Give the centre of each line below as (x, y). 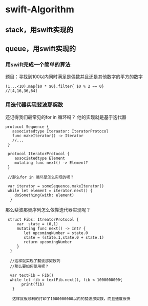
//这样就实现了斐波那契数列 (35, 261)
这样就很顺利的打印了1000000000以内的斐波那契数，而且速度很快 (71, 299)
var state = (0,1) (37, 224)
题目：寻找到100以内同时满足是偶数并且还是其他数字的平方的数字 (74, 77)
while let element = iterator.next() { (50, 190)
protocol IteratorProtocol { (39, 154)
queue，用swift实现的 (40, 49)
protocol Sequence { (27, 127)
